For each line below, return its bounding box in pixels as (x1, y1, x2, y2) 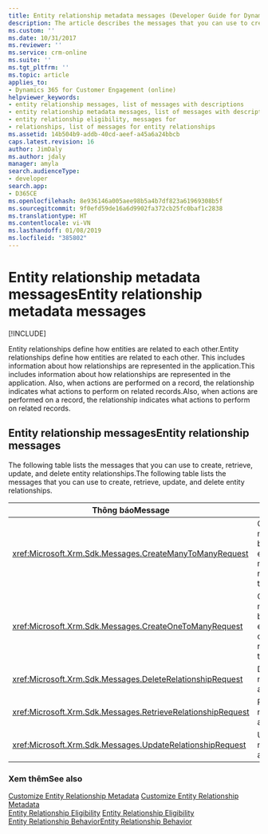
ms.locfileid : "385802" (8, 234, 88, 242)
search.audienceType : (8, 167, 81, 175)
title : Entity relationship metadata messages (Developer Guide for (8, 11, 241, 20)
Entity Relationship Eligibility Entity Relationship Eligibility (8, 808, 195, 817)
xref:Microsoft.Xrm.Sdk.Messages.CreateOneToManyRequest (12, 620, 243, 631)
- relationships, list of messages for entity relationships (8, 123, 216, 131)
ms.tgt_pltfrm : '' (8, 64, 69, 72)
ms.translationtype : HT (8, 212, 88, 220)
